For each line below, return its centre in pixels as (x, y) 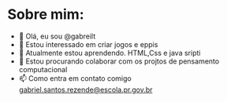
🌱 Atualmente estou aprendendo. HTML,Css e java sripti (110, 53)
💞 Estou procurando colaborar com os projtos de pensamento (119, 61)
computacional (43, 69)
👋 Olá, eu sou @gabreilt (57, 36)
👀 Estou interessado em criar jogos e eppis (88, 44)
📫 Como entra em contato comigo (75, 78)
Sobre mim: (46, 15)
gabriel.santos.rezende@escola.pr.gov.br (86, 89)
